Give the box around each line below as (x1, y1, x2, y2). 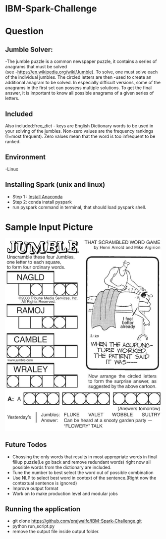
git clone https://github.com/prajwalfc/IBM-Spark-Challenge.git (12, 518, 142, 524)
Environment (5, 153, 46, 162)
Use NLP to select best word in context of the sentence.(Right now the (12, 475, 157, 481)
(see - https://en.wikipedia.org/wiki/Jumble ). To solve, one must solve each (5, 69, 158, 75)
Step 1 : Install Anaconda (12, 194, 63, 200)
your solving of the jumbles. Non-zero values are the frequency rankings (5, 128, 154, 134)
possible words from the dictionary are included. (12, 464, 111, 470)
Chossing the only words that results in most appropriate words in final (12, 454, 157, 460)
